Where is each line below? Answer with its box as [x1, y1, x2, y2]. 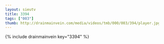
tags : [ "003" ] [5, 16, 34, 21]
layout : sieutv [5, 7, 36, 12]
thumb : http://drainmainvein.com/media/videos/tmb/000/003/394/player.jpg [5, 20, 161, 26]
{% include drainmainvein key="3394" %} [5, 34, 89, 40]
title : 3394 [5, 12, 29, 16]
